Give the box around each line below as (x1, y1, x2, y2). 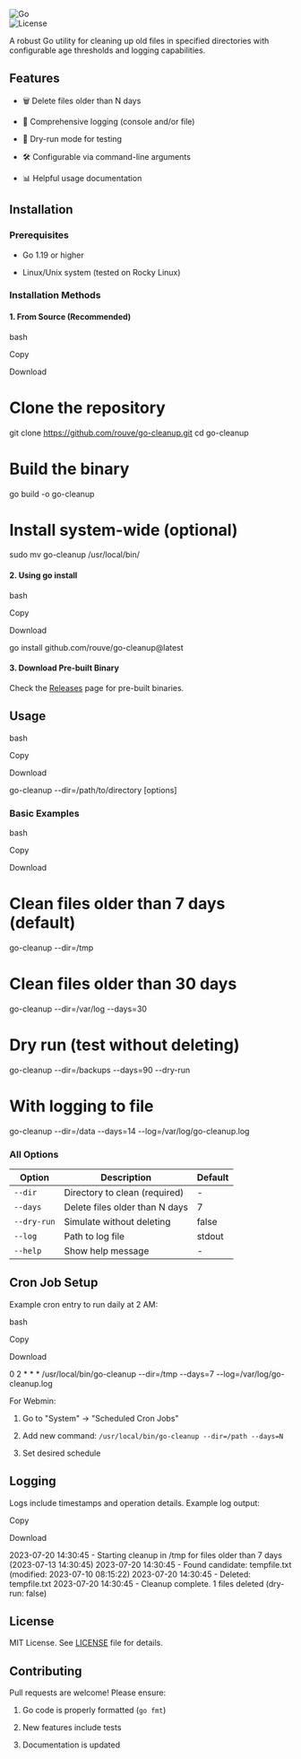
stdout (196, 1230, 224, 1242)
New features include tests (21, 1722, 122, 1733)
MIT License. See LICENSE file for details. (9, 1638, 163, 1649)
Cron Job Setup (9, 1275, 99, 1291)
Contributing (9, 1663, 82, 1678)
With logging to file (9, 1096, 154, 1116)
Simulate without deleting (64, 1216, 171, 1228)
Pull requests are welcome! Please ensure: (9, 1687, 167, 1698)
